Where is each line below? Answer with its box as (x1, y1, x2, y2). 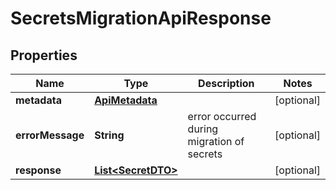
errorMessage (15, 128, 85, 142)
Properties (10, 47, 78, 64)
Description (198, 77, 255, 90)
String (94, 128, 125, 142)
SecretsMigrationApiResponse (10, 7, 272, 30)
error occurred (187, 110, 257, 123)
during (187, 122, 219, 136)
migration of (187, 135, 245, 148)
